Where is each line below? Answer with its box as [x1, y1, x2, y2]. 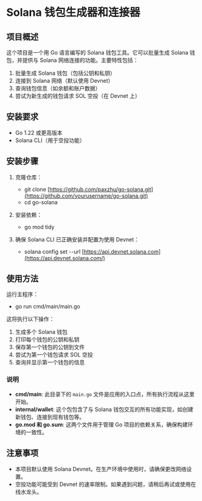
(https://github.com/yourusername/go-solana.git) [24, 192, 148, 199]
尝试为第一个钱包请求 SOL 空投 [15, 351, 93, 359]
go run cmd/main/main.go [15, 303, 80, 310]
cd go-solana [24, 198, 58, 206]
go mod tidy [24, 223, 55, 230]
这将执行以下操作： [6, 316, 55, 323]
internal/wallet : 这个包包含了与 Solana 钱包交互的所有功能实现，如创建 [15, 406, 193, 413]
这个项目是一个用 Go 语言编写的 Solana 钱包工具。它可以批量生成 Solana [6, 49, 189, 56]
